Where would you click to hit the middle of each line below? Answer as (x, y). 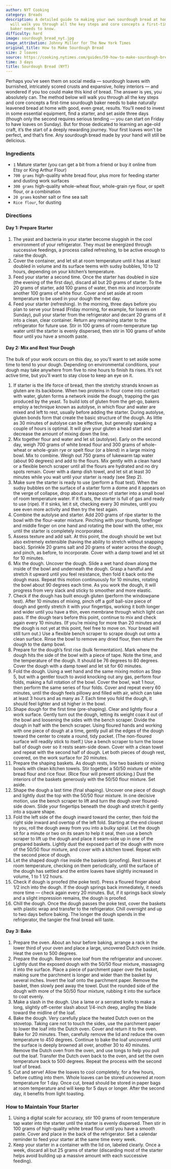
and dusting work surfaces (41, 181)
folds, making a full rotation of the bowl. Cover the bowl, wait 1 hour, (84, 682)
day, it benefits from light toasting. (49, 1093)
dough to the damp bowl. (39, 644)
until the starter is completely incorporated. (58, 531)
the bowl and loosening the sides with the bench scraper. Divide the (84, 720)
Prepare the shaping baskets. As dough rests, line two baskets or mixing (89, 763)
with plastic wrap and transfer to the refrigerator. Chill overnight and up (88, 909)
